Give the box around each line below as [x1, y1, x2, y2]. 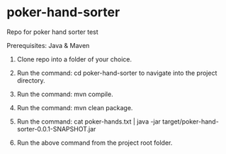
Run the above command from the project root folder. [16, 138, 173, 147]
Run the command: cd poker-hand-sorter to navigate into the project [16, 69, 217, 77]
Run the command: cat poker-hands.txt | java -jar [16, 117, 161, 126]
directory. [16, 76, 45, 85]
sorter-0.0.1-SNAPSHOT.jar [16, 124, 96, 133]
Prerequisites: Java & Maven [6, 41, 90, 49]
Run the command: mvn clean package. [16, 103, 133, 112]
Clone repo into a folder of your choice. [16, 54, 132, 64]
